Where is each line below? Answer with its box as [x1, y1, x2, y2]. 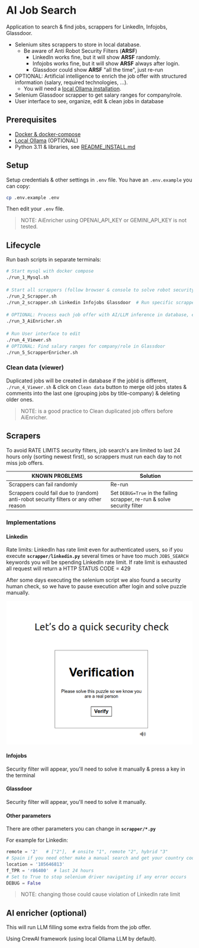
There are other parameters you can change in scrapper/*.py [6, 825, 156, 832]
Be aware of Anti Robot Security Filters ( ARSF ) [23, 47, 137, 54]
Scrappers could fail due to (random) [8, 489, 99, 496]
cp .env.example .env [6, 194, 60, 200]
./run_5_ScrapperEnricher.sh [6, 349, 78, 356]
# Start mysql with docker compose [6, 268, 94, 274]
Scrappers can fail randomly [8, 481, 78, 488]
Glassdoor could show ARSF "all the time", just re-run [32, 66, 163, 73]
